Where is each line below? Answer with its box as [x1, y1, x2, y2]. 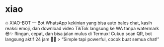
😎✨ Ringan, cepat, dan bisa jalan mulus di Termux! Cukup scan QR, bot [5, 31, 153, 37]
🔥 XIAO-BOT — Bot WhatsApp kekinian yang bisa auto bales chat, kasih [5, 20, 153, 26]
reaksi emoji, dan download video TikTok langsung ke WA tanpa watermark [5, 25, 159, 31]
